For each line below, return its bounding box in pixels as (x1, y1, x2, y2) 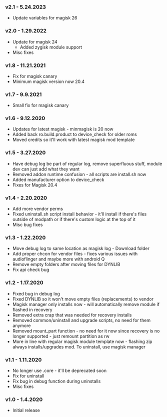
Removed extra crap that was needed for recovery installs (12, 311, 132, 318)
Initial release (12, 407, 40, 413)
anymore (12, 322, 31, 328)
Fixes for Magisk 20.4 (12, 181, 57, 188)
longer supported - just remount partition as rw (12, 333, 110, 339)
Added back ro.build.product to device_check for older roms (12, 131, 137, 137)
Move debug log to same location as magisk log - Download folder (12, 245, 150, 251)
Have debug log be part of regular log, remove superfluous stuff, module (12, 160, 162, 166)
